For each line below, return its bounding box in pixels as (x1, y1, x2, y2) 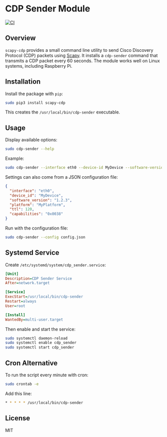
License (5, 414, 30, 423)
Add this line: (5, 390, 32, 396)
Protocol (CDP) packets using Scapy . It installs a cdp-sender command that (5, 52, 158, 58)
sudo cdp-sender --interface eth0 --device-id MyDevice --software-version (5, 165, 166, 170)
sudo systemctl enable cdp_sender (5, 340, 77, 345)
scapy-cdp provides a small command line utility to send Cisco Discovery (5, 47, 154, 53)
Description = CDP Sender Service (5, 276, 72, 281)
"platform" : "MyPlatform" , (9, 202, 66, 207)
